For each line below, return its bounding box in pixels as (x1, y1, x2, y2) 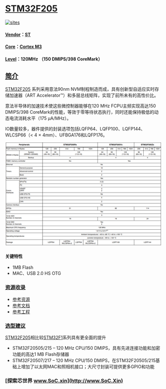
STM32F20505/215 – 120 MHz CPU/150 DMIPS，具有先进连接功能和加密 (12, 345, 160, 351)
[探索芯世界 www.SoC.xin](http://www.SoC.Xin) (5, 377, 123, 384)
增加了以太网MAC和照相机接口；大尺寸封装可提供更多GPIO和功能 (21, 364, 155, 370)
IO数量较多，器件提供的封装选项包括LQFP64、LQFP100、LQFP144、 (5, 126, 145, 131)
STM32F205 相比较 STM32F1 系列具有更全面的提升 (5, 334, 107, 340)
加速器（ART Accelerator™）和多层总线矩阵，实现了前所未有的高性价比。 (9, 92, 159, 98)
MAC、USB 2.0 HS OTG (12, 270, 61, 276)
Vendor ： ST (5, 31, 31, 37)
